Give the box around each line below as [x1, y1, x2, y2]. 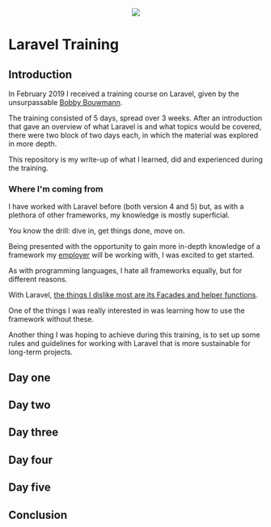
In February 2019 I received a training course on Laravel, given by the [8, 89, 239, 99]
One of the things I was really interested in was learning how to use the [8, 306, 245, 315]
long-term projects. [8, 348, 73, 357]
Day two [8, 398, 51, 412]
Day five [8, 481, 51, 495]
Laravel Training [8, 36, 120, 54]
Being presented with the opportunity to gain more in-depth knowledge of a [8, 242, 260, 251]
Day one [8, 370, 51, 384]
